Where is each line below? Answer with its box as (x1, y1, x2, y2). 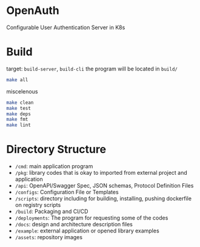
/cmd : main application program (15, 163, 93, 170)
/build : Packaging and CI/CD (15, 208, 88, 215)
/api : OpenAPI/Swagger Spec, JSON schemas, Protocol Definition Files (15, 182, 194, 189)
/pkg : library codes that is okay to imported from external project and (15, 169, 188, 177)
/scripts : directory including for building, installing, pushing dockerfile (15, 195, 192, 202)
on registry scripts (15, 201, 61, 209)
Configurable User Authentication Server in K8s (6, 24, 125, 31)
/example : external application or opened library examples (15, 227, 159, 234)
